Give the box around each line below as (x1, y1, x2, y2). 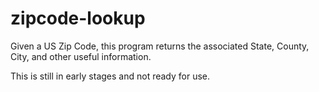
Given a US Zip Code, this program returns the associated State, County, (10, 40, 310, 52)
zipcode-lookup (10, 7, 146, 30)
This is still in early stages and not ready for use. (10, 70, 211, 82)
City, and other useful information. (10, 50, 152, 62)
